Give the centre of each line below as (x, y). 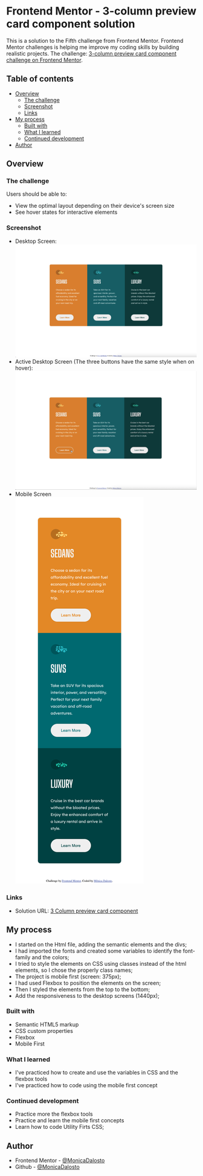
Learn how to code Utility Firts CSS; (60, 1127)
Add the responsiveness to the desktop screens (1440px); (87, 995)
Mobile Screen (33, 494)
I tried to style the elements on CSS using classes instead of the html (101, 963)
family (23, 957)
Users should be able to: (37, 194)
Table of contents (40, 79)
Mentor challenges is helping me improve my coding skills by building (93, 47)
